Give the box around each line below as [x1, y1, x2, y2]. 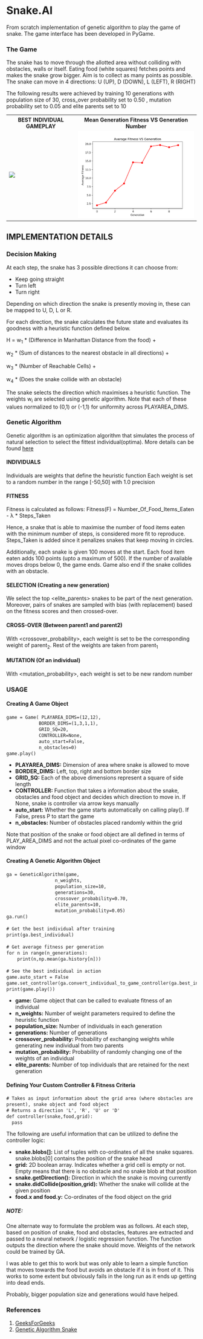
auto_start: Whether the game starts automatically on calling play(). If [14, 806, 189, 813]
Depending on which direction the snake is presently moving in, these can [6, 300, 190, 307]
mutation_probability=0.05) [54, 908, 126, 914]
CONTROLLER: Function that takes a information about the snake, [14, 787, 179, 794]
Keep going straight [14, 276, 65, 283]
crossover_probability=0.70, [54, 895, 129, 902]
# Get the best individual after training [6, 926, 115, 932]
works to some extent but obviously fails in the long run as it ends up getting [6, 1273, 197, 1280]
